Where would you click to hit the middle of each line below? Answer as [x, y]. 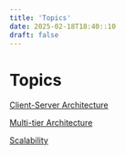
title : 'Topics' [40, 18]
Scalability [29, 140]
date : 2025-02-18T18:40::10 [63, 26]
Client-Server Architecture [59, 105]
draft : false [34, 35]
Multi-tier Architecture [51, 123]
